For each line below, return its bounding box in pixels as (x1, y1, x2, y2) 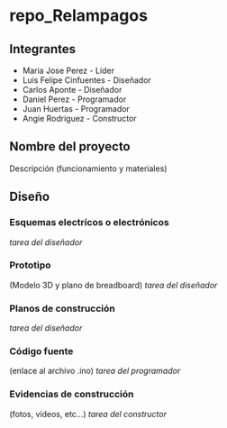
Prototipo (9, 259, 51, 271)
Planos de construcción (9, 302, 115, 314)
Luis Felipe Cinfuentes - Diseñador (22, 75, 151, 86)
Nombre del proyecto (9, 139, 131, 154)
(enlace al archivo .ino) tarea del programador (9, 366, 181, 377)
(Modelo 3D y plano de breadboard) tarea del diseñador (9, 279, 218, 290)
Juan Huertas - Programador (22, 104, 131, 114)
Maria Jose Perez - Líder (22, 65, 115, 76)
